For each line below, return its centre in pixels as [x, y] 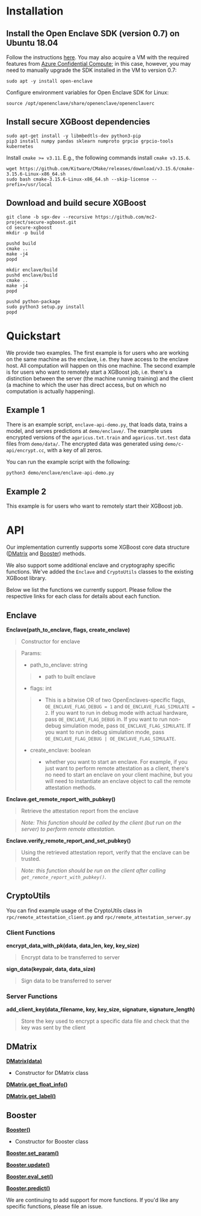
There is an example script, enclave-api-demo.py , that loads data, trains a [97, 424]
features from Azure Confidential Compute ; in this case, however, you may [99, 64]
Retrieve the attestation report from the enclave [80, 811]
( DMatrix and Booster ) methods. [46, 554]
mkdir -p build [25, 233]
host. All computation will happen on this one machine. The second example [101, 365]
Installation [35, 11]
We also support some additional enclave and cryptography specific [91, 565]
